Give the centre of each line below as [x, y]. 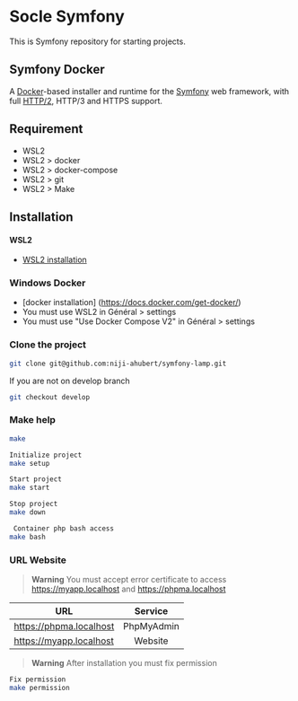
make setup [30, 463]
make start [30, 488]
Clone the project [48, 345]
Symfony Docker [57, 70]
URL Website [38, 560]
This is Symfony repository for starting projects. [97, 41]
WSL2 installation [54, 260]
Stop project [34, 504]
